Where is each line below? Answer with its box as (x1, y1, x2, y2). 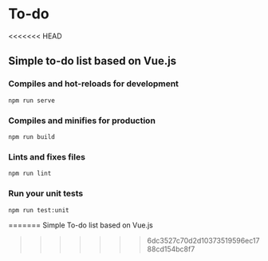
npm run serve (8, 97, 56, 105)
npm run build (8, 132, 56, 140)
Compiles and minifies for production (8, 115, 156, 126)
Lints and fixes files (8, 151, 86, 162)
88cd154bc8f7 (147, 244, 195, 254)
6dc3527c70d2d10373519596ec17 (147, 235, 260, 245)
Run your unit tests (8, 188, 84, 200)
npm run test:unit (8, 206, 69, 214)
